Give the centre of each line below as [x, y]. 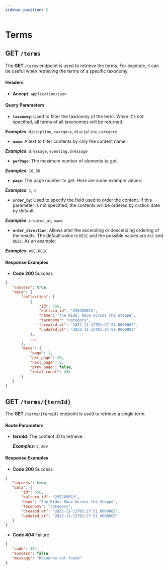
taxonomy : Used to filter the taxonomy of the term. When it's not [78, 117]
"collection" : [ [38, 297]
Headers [14, 82]
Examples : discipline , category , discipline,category [61, 132]
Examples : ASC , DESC [26, 251]
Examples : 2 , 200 [30, 446]
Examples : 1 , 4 [21, 190]
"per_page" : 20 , [47, 358]
